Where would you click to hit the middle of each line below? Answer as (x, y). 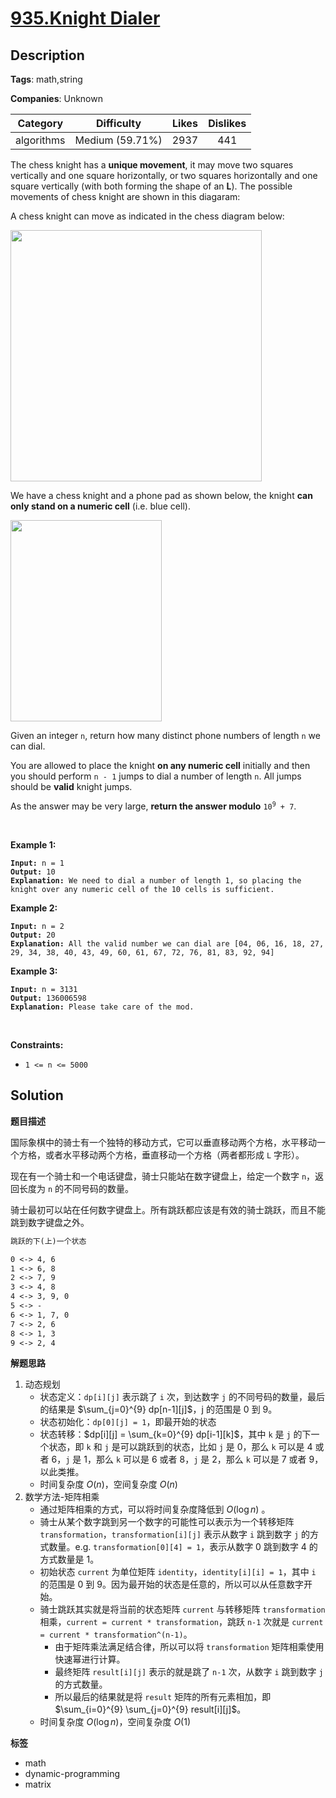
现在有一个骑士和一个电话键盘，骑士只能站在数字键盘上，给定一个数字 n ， (163, 1176)
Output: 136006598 (48, 998)
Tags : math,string (46, 79)
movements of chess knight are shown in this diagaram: (125, 196)
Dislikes (227, 123)
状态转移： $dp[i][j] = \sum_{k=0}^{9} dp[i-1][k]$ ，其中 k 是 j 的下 (175, 1434)
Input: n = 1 (37, 863)
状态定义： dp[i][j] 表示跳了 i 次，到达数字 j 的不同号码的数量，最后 (182, 1397)
